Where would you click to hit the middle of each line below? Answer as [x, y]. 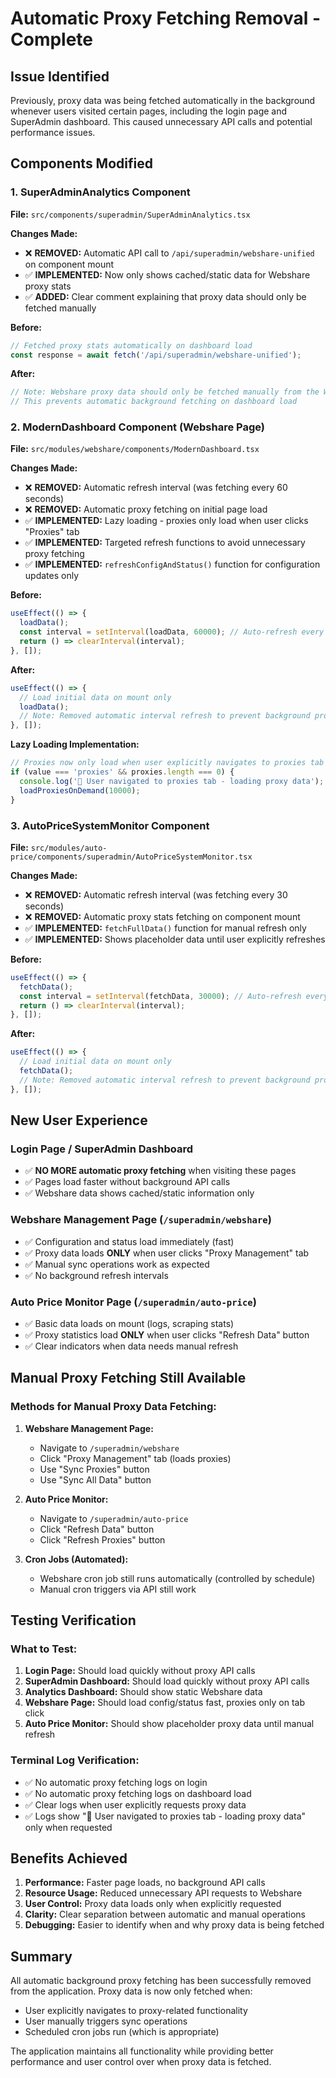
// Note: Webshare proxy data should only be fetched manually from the [165, 392]
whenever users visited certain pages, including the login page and [149, 111]
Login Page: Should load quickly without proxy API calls [140, 1671]
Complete [52, 39]
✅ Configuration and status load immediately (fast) [129, 1241]
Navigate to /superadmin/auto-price [114, 1518]
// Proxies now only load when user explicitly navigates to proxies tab [167, 763]
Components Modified [81, 163]
